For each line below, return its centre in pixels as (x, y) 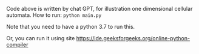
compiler (17, 45)
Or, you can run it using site (41, 38)
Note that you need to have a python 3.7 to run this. (71, 27)
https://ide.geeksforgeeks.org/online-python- (133, 38)
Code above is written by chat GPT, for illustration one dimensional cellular (99, 9)
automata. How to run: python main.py (54, 15)
